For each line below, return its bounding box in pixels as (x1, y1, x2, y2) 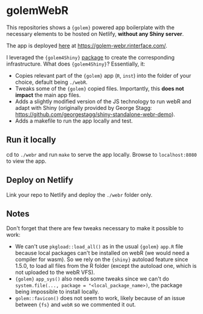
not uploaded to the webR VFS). (15, 268, 95, 276)
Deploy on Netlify (6, 175, 74, 185)
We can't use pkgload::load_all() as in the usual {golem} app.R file (15, 243, 184, 250)
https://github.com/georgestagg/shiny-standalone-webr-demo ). (15, 111, 176, 118)
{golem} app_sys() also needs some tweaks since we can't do (15, 275, 170, 282)
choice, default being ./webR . (15, 78, 88, 86)
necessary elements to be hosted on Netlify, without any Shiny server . (6, 30, 184, 37)
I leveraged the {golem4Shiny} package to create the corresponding (6, 53, 175, 61)
